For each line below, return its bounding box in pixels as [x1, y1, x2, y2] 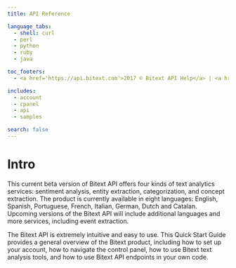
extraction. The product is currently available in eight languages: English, [7, 194, 218, 203]
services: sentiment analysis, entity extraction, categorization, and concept [7, 187, 225, 195]
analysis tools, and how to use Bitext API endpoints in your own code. [7, 253, 209, 261]
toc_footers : [7, 68, 46, 75]
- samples [13, 114, 42, 121]
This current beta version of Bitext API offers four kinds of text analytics [7, 180, 216, 188]
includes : [7, 87, 37, 95]
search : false [7, 126, 49, 133]
